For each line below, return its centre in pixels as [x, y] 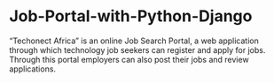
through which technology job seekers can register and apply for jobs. [137, 49]
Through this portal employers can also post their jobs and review [129, 59]
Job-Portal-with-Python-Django [131, 16]
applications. [32, 69]
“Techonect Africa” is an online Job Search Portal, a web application [134, 41]
